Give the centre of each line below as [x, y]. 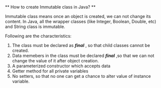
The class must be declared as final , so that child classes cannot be [81, 45]
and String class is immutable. [35, 27]
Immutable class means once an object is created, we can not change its [78, 16]
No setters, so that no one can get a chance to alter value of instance [81, 76]
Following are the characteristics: [38, 36]
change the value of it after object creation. [55, 61]
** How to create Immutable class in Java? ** [50, 7]
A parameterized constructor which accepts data [61, 66]
